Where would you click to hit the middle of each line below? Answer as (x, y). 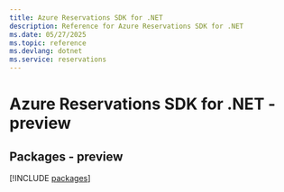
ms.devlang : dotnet (46, 51)
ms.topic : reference (48, 43)
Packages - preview (66, 156)
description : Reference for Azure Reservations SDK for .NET (127, 26)
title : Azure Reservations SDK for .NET (87, 18)
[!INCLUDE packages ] (50, 178)
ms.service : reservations (58, 59)
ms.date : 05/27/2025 (48, 34)
